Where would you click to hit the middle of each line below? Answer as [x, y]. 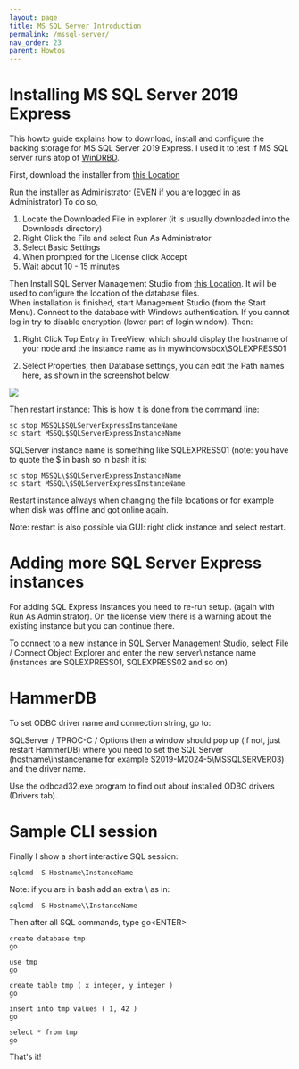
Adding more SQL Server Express [135, 563]
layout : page [33, 17]
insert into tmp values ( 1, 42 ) [74, 1009]
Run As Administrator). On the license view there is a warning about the [141, 616]
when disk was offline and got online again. [89, 510]
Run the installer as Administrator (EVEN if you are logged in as [125, 192]
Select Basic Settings [61, 247]
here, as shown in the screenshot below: [96, 375]
